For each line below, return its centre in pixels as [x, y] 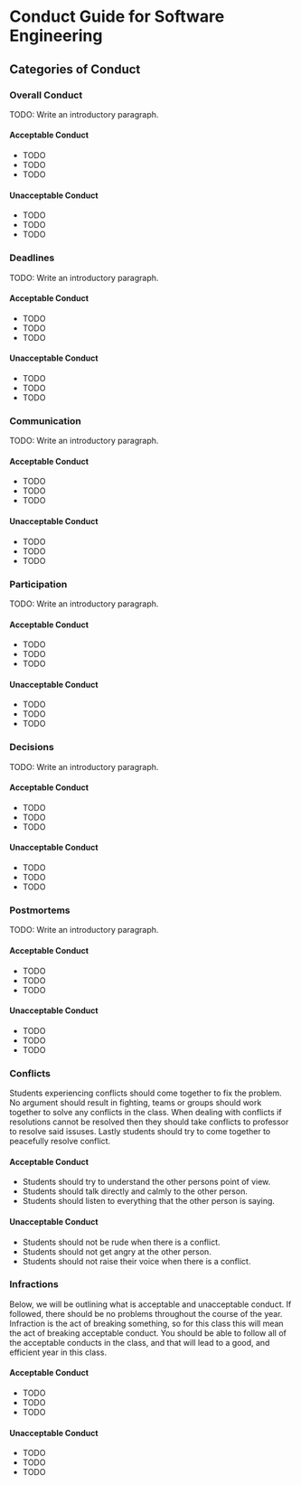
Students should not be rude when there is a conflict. [121, 1242]
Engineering [56, 36]
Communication [45, 420]
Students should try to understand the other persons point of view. [146, 1182]
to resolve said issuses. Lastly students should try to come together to [140, 1132]
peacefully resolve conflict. [60, 1142]
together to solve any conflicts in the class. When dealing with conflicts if [146, 1113]
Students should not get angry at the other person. [117, 1251]
